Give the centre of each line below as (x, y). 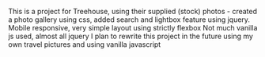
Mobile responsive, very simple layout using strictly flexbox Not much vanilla (133, 28)
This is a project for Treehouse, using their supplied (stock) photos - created (133, 11)
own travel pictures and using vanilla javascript (85, 45)
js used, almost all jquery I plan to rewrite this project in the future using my (131, 36)
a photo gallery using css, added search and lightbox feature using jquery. (129, 20)
